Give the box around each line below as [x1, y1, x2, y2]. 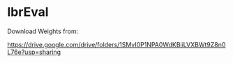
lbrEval [7, 4, 49, 20]
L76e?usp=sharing [7, 48, 61, 56]
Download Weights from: [7, 27, 79, 35]
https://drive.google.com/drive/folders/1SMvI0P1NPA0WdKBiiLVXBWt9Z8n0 [7, 40, 226, 48]
